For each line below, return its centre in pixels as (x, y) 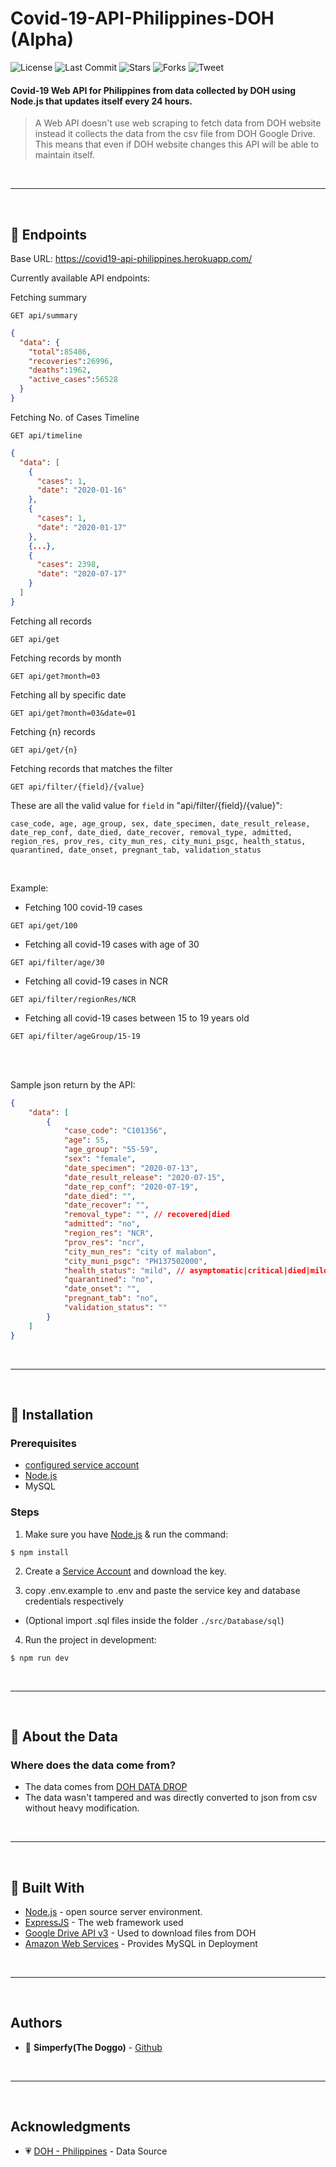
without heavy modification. (82, 1808)
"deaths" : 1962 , (60, 370)
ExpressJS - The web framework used (104, 1923)
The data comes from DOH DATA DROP (106, 1787)
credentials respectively (74, 1601)
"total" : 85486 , (60, 352)
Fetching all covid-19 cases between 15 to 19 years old (137, 1018)
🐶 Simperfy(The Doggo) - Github (93, 2047)
